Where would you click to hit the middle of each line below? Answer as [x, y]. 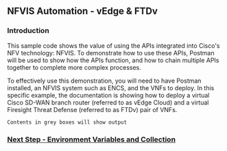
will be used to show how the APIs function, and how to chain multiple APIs [113, 60]
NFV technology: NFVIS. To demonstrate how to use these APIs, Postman [111, 53]
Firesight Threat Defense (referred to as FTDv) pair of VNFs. [92, 109]
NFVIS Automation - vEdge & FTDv [82, 11]
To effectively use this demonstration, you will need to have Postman [104, 81]
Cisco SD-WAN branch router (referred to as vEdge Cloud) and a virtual [108, 102]
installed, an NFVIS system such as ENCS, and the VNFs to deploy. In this [111, 87]
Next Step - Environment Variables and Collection [92, 139]
